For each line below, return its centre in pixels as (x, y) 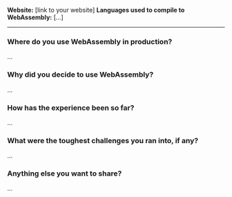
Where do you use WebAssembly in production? (90, 41)
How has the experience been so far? (71, 108)
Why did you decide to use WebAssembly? (80, 75)
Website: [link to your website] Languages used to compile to (96, 10)
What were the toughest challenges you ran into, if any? (103, 140)
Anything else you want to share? (65, 173)
